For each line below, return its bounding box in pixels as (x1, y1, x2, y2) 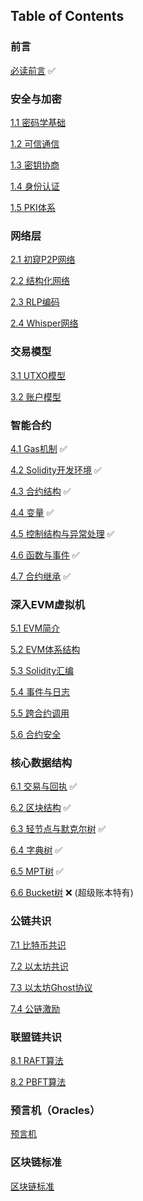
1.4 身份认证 (10, 180, 60, 192)
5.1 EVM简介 (10, 622, 61, 634)
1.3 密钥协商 (10, 159, 60, 171)
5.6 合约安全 (10, 729, 62, 741)
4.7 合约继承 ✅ (10, 570, 72, 582)
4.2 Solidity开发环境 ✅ (10, 464, 102, 476)
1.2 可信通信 (10, 137, 60, 149)
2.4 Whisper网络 (10, 317, 79, 329)
